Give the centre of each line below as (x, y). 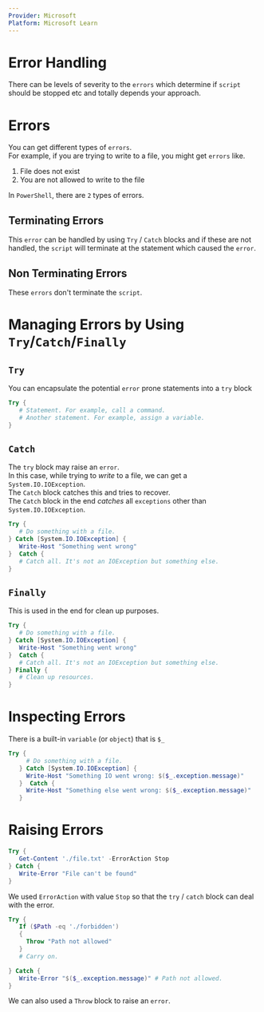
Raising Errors (56, 830)
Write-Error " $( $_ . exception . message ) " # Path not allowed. (121, 978)
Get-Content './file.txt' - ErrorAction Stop (94, 859)
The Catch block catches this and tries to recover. (89, 492)
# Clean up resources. (56, 678)
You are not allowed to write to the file (82, 180)
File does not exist (50, 172)
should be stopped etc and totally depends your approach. (105, 93)
